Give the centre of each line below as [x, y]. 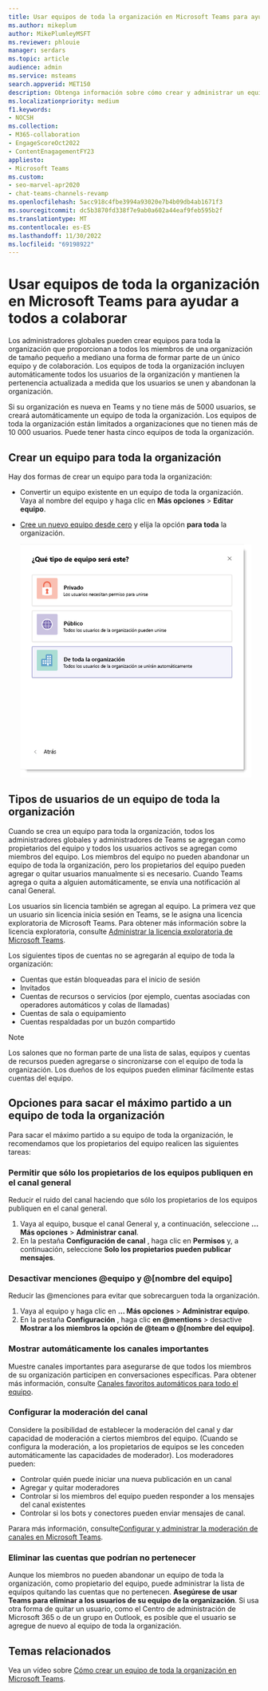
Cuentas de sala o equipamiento [73, 1013]
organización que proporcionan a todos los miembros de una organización [130, 349]
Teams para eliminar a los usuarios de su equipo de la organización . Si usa [134, 1601]
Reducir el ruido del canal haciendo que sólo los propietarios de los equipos [133, 1199]
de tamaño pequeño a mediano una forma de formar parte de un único [124, 358]
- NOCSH [21, 118]
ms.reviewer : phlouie [44, 42]
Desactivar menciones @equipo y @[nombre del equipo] [120, 1278]
